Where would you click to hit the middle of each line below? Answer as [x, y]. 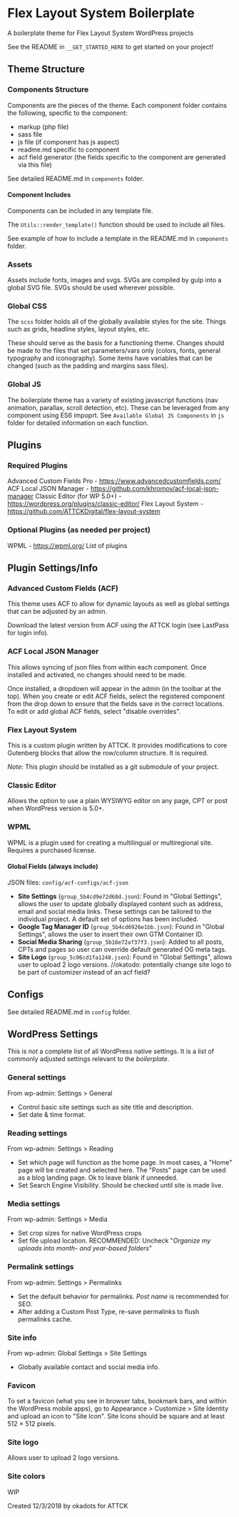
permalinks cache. [45, 1319]
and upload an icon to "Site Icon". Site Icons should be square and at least [116, 1416]
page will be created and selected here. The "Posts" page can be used [122, 1170]
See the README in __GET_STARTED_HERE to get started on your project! [111, 46]
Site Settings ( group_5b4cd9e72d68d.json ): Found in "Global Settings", [120, 896]
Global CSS [27, 307]
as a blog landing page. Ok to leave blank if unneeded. [98, 1178]
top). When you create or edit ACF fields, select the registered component [116, 696]
